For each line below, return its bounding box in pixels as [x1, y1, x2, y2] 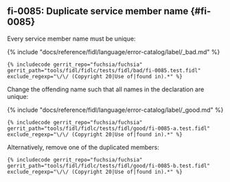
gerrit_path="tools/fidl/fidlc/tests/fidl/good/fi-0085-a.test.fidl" [7, 125, 211, 132]
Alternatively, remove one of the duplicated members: [7, 143, 159, 151]
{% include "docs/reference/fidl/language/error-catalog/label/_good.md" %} [7, 106, 224, 114]
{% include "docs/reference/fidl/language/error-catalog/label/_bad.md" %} [7, 47, 220, 56]
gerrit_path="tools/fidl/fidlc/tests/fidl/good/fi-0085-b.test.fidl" [7, 162, 211, 169]
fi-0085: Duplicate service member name [7, 5, 189, 17]
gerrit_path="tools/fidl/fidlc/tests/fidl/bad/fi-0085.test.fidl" [7, 67, 201, 74]
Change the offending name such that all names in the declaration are [7, 85, 205, 93]
